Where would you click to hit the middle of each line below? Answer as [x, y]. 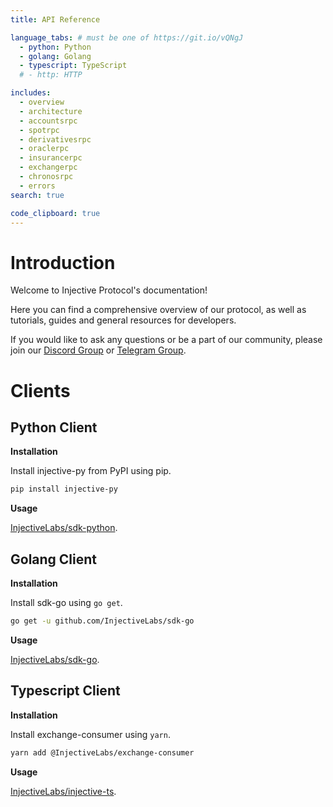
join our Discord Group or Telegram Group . [98, 350]
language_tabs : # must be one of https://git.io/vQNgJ [127, 37]
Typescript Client [65, 691]
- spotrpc [39, 130]
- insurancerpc [51, 158]
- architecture [51, 111]
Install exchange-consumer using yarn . [90, 734]
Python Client [54, 427]
